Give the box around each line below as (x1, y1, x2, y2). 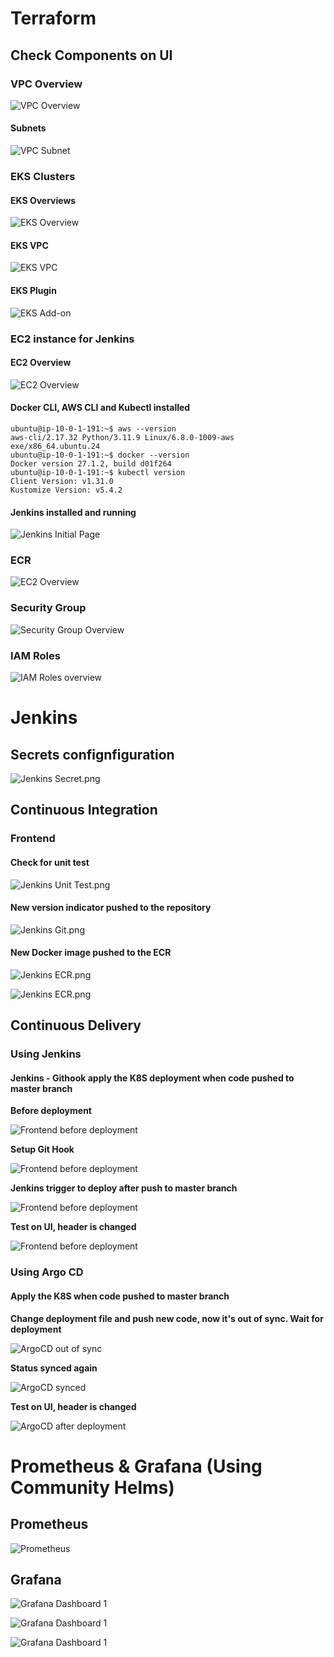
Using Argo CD (10, 1265, 84, 1279)
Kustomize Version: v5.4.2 (10, 485, 123, 495)
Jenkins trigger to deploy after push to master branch (10, 1182, 238, 1194)
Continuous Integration (10, 802, 158, 819)
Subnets (10, 122, 47, 134)
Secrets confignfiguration (10, 746, 175, 763)
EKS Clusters (10, 170, 76, 183)
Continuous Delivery (10, 1017, 142, 1034)
